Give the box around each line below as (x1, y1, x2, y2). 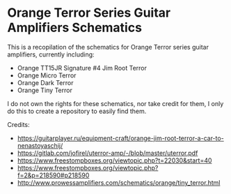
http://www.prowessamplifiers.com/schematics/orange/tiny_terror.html (17, 178, 221, 186)
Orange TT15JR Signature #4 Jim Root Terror (17, 64, 148, 72)
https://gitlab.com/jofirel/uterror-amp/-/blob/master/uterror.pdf (17, 149, 198, 157)
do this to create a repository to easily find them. (7, 107, 147, 115)
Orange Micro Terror (17, 71, 77, 80)
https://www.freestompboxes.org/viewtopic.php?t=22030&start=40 (17, 156, 212, 165)
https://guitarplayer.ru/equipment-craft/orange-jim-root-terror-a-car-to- (17, 134, 224, 142)
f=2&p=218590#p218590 (17, 171, 90, 179)
